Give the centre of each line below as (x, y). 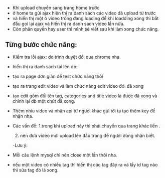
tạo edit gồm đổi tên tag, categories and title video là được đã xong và (85, 96)
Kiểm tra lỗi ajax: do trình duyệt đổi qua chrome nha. (67, 57)
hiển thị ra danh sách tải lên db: (45, 66)
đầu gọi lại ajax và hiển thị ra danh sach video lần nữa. (68, 24)
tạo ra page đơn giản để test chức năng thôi (58, 76)
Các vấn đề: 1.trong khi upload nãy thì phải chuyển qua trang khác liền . (86, 126)
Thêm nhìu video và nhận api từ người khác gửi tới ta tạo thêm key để (84, 111)
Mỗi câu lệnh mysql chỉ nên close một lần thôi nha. (65, 155)
